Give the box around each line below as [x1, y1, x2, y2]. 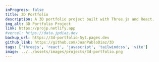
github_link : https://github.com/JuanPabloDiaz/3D [5, 40, 114, 45]
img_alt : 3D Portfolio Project [5, 21, 71, 26]
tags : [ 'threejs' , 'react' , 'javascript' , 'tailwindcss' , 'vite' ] [5, 44, 148, 49]
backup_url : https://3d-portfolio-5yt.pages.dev [5, 35, 110, 40]
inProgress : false [5, 7, 44, 12]
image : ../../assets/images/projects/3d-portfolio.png [5, 49, 123, 54]
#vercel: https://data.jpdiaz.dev [5, 30, 78, 35]
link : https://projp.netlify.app [5, 26, 76, 31]
